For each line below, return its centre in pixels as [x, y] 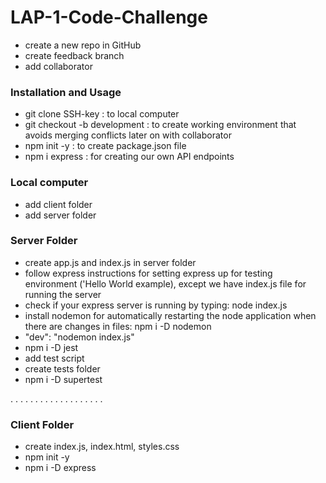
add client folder [58, 204]
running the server [63, 294]
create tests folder [62, 368]
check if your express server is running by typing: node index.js [156, 305]
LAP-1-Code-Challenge [109, 17]
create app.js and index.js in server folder [110, 262]
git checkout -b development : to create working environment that [160, 125]
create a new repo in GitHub [83, 45]
